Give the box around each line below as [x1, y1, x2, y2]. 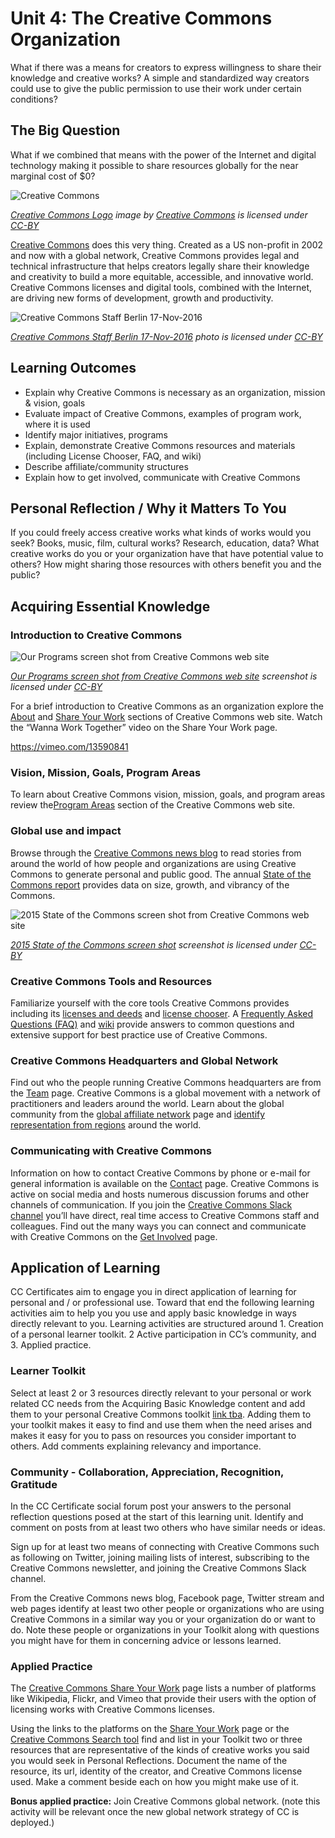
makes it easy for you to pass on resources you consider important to [10, 1429, 297, 1441]
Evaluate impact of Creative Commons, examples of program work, [24, 407, 302, 419]
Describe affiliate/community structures [24, 460, 189, 472]
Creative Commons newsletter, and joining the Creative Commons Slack [10, 1562, 307, 1574]
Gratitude [10, 1477, 58, 1491]
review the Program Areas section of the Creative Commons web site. [10, 799, 296, 811]
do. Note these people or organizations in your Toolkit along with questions [10, 1623, 320, 1636]
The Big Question [10, 122, 121, 139]
